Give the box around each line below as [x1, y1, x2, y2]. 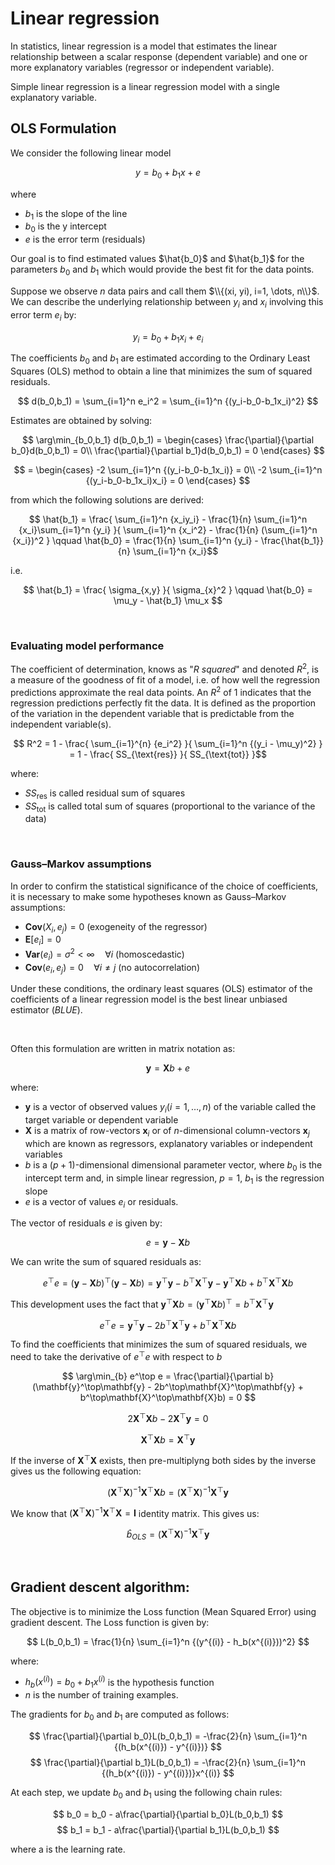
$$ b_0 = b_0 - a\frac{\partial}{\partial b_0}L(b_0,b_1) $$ [53, 1808, 283, 1820]
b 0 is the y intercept [24, 220, 107, 235]
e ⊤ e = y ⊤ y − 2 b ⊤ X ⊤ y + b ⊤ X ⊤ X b [99, 1317, 237, 1331]
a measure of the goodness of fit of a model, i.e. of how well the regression [10, 674, 321, 686]
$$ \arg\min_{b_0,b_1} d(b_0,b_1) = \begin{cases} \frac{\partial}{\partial [21, 434, 315, 446]
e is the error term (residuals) [24, 233, 146, 246]
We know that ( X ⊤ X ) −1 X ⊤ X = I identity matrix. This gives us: [10, 1505, 260, 1519]
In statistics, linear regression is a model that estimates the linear [10, 40, 278, 52]
